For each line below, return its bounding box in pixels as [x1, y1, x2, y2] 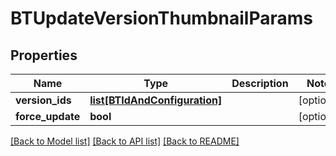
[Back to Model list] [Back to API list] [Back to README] [10, 135, 240, 147]
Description [231, 77, 289, 90]
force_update [15, 110, 81, 123]
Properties [10, 47, 78, 64]
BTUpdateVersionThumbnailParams [10, 7, 313, 30]
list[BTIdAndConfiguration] [89, 93, 223, 107]
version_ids [15, 93, 72, 107]
